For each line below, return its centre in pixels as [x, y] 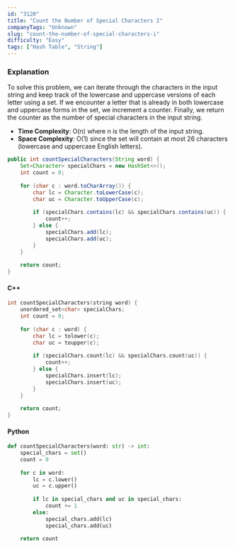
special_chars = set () [53, 453]
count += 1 [61, 506]
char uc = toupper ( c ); [66, 343]
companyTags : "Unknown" [42, 27]
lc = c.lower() [55, 479]
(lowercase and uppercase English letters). [80, 146]
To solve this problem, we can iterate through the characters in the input [113, 87]
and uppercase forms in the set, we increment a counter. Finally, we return [116, 110]
